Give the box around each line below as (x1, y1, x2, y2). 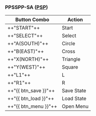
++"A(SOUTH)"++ (7, 40, 49, 47)
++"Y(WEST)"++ (7, 64, 46, 71)
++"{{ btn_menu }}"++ (7, 103, 57, 110)
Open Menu (62, 103, 89, 110)
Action (67, 16, 83, 23)
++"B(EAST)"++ (7, 48, 44, 55)
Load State (62, 95, 87, 102)
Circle (62, 40, 76, 47)
